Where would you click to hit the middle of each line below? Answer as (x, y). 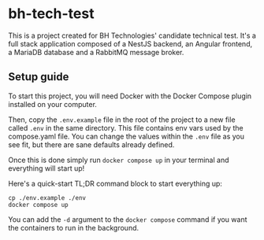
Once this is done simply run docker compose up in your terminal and (119, 160)
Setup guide (39, 77)
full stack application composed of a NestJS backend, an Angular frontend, (130, 43)
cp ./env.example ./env (47, 198)
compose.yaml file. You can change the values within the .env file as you (126, 136)
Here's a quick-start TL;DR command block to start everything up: (115, 183)
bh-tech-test (51, 14)
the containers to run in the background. (74, 227)
